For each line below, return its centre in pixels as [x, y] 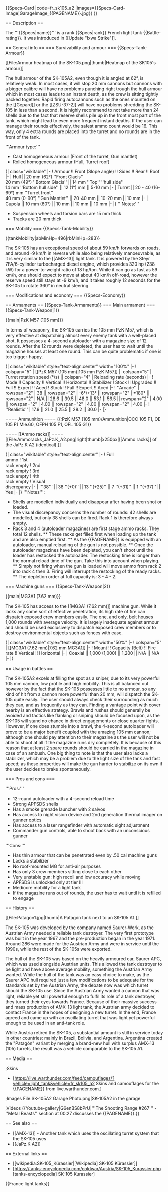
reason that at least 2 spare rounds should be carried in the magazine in [79, 748]
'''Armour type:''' [23, 147]
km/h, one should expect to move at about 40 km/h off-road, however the [81, 275]
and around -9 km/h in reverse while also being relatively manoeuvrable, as [83, 253]
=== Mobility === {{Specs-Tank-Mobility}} [49, 228]
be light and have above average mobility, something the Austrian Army [79, 969]
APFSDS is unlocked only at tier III [47, 882]
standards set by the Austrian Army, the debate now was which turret [77, 985]
